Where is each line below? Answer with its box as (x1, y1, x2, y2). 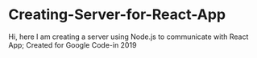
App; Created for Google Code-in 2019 (8, 40, 137, 49)
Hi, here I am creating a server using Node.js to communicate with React (8, 32, 249, 41)
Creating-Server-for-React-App (8, 6, 226, 24)
